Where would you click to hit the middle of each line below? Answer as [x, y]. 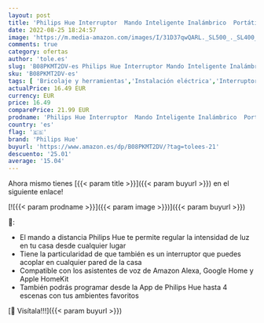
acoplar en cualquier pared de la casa [81, 263]
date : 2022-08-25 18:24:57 [52, 30]
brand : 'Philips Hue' [44, 139]
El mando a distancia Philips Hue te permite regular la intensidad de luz [134, 238]
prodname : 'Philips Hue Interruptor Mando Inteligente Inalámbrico [123, 118]
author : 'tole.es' [38, 60]
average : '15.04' [37, 161]
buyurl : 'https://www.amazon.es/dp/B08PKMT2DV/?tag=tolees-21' [114, 147]
